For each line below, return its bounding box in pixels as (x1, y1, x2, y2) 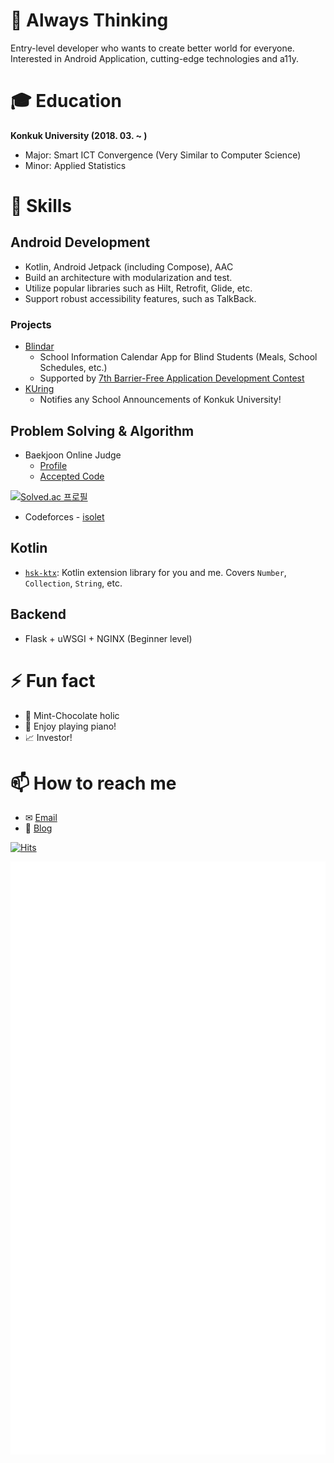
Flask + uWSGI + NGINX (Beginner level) (24, 632, 193, 644)
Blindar (24, 340, 55, 353)
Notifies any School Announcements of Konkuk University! (39, 394, 282, 406)
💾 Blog (24, 822, 53, 834)
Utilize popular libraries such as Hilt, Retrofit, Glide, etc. (24, 282, 253, 294)
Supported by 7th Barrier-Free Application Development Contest (39, 372, 305, 384)
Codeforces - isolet (24, 510, 105, 523)
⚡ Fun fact (10, 669, 96, 692)
